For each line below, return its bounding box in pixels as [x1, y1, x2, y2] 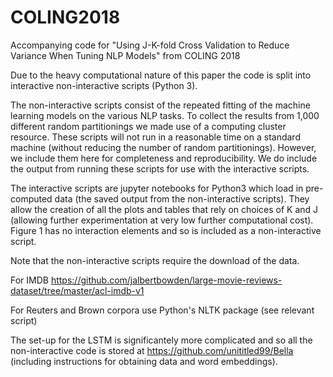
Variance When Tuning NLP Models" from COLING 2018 [10, 49, 241, 61]
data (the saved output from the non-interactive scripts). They [54, 192, 310, 205]
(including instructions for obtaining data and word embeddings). [10, 355, 278, 367]
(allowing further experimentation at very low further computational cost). [10, 214, 314, 226]
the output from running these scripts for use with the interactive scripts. [10, 162, 310, 175]
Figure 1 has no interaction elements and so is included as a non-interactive [10, 224, 322, 236]
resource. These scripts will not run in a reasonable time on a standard [10, 131, 301, 143]
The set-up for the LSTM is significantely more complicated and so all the [10, 334, 313, 346]
